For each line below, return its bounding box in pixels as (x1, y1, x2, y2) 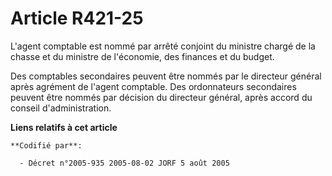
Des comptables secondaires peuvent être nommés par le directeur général (10, 70, 322, 82)
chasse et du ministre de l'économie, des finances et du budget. (10, 50, 275, 62)
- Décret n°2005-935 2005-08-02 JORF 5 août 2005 (19, 158, 230, 168)
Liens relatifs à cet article (10, 121, 118, 133)
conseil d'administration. (10, 102, 112, 114)
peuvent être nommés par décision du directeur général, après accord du (10, 91, 313, 103)
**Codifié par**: (10, 140, 83, 151)
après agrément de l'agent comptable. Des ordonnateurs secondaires (10, 80, 297, 92)
